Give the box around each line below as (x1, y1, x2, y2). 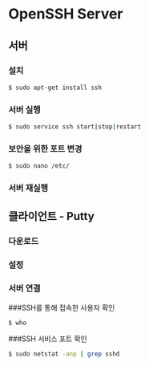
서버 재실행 (8, 182, 49, 193)
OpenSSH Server (8, 5, 123, 23)
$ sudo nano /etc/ (8, 162, 70, 170)
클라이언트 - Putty (8, 209, 95, 223)
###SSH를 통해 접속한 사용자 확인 (8, 303, 115, 312)
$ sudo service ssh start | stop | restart (8, 123, 142, 131)
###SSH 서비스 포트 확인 (8, 334, 87, 344)
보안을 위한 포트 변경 (8, 143, 83, 154)
